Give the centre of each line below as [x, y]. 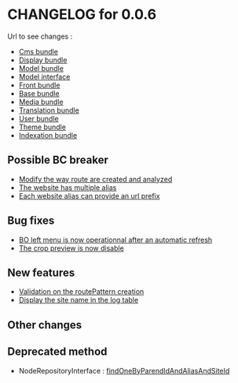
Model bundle [41, 68]
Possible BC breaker [58, 160]
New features [41, 272]
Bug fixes [31, 221]
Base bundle [39, 93]
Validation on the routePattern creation [81, 292]
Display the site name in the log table [79, 300]
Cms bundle [38, 51]
